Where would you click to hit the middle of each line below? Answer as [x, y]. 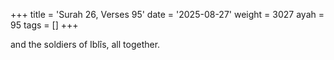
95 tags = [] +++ [44, 25]
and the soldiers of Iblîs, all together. [85, 44]
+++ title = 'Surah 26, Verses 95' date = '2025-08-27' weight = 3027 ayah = [167, 14]
